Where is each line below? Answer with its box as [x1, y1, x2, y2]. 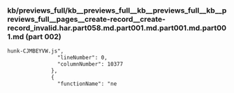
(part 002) [25, 31, 61, 41]
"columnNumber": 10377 [57, 61, 124, 68]
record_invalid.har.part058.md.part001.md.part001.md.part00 [7, 23, 227, 33]
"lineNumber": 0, [57, 55, 108, 62]
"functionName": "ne [57, 80, 117, 87]
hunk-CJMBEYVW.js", [7, 48, 64, 55]
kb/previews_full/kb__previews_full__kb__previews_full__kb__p [7, 6, 227, 15]
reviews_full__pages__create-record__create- [7, 14, 166, 24]
